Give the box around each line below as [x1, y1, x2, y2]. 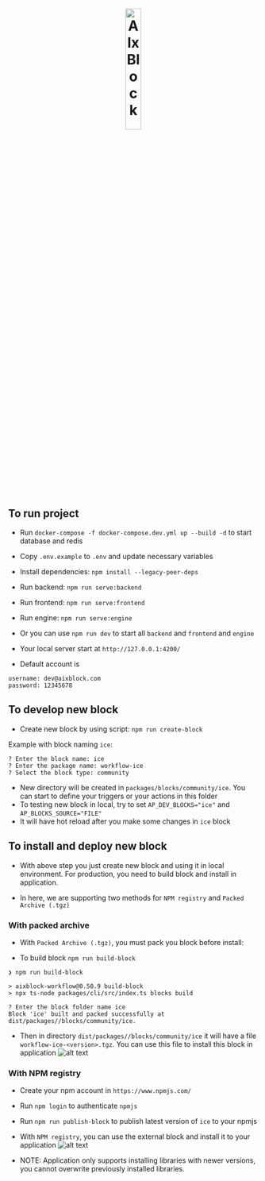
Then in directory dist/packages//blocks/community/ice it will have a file [19, 1031, 256, 1040]
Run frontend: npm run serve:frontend [19, 598, 145, 607]
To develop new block [8, 703, 119, 716]
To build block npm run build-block [19, 953, 136, 963]
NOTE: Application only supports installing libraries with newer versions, [19, 1156, 256, 1165]
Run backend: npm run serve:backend [19, 582, 142, 592]
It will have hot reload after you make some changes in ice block [19, 816, 232, 826]
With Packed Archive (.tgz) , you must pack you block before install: [19, 937, 244, 947]
